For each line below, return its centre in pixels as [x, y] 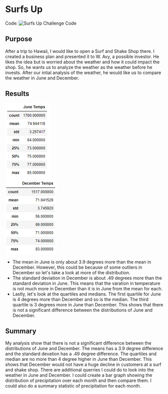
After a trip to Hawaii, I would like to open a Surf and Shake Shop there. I [80, 51]
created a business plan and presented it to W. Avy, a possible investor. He [82, 56]
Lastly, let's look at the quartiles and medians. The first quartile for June [87, 294]
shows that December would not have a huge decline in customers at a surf [83, 365]
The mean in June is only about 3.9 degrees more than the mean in [82, 262]
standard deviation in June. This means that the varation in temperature [86, 283]
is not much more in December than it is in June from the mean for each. [88, 288]
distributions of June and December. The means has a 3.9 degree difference [84, 349]
